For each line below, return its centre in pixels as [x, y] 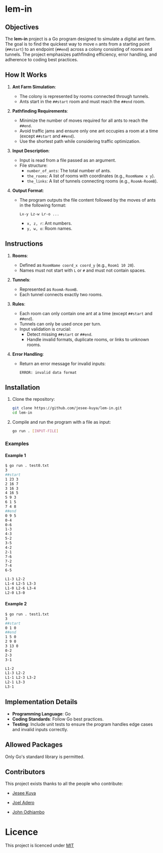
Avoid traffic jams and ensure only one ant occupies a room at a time [89, 131]
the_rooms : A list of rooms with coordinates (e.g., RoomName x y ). [91, 176]
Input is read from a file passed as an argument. [68, 160]
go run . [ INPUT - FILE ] [35, 431]
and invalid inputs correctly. [40, 729]
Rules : [19, 304]
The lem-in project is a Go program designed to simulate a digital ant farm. [81, 39]
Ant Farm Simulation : [34, 87]
